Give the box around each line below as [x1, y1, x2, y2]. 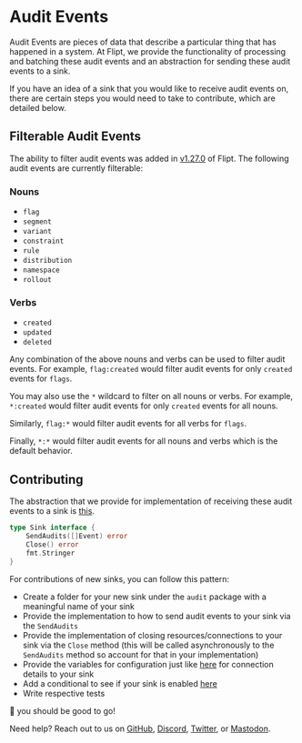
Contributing [9, 471, 84, 487]
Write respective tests [22, 688, 106, 698]
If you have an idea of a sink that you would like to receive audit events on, [9, 83, 289, 94]
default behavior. [9, 446, 73, 457]
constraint [22, 236, 65, 246]
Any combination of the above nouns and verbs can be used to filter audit [9, 354, 286, 365]
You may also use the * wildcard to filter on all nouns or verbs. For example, [9, 391, 294, 402]
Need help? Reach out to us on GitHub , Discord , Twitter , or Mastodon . [9, 723, 271, 734]
